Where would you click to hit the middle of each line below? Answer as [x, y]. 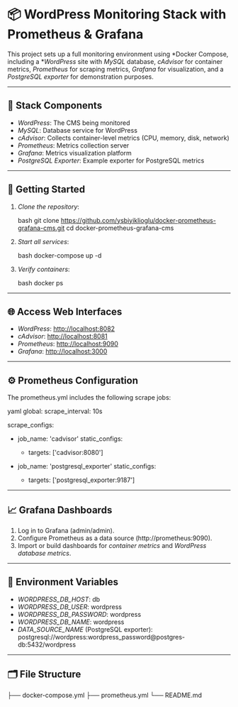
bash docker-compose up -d [59, 255]
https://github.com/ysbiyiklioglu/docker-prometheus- [138, 220]
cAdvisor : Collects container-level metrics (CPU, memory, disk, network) [124, 138]
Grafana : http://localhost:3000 [62, 351]
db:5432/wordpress [47, 645]
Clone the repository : [49, 207]
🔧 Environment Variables [63, 582]
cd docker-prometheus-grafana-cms [120, 228]
